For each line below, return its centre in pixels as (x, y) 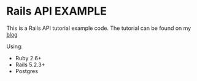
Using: (15, 46)
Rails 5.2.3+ (30, 65)
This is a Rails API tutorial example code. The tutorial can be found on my (99, 28)
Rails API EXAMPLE (57, 11)
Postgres (27, 71)
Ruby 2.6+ (28, 58)
